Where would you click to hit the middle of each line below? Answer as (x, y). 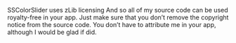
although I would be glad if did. (52, 32)
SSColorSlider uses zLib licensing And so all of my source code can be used (118, 10)
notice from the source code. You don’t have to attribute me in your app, (112, 25)
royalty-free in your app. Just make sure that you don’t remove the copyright (118, 17)
